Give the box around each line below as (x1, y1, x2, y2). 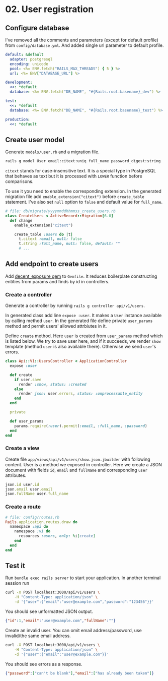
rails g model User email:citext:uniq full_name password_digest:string (5, 159, 161, 164)
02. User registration (5, 4, 94, 15)
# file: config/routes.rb (5, 515, 59, 520)
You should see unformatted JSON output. (5, 608, 93, 614)
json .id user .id (5, 482, 39, 487)
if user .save (14, 377, 42, 382)
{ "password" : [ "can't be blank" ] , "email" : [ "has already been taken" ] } (5, 670, 154, 676)
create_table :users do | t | (14, 232, 73, 237)
